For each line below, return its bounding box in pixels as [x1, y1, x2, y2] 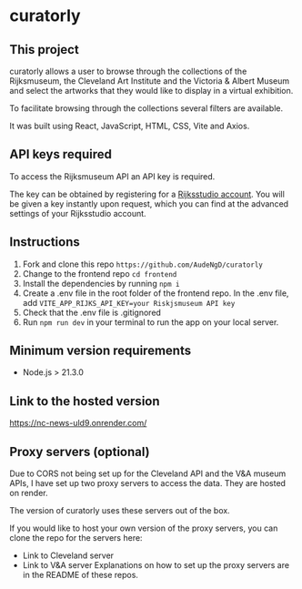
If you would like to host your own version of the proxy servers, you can [9, 523, 278, 533]
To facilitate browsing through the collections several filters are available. [9, 103, 284, 114]
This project [9, 42, 79, 57]
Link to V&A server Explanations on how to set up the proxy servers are [22, 560, 289, 571]
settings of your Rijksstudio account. [9, 208, 147, 218]
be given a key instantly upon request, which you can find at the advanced [9, 198, 289, 209]
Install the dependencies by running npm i [22, 278, 180, 289]
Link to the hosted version [9, 393, 161, 409]
